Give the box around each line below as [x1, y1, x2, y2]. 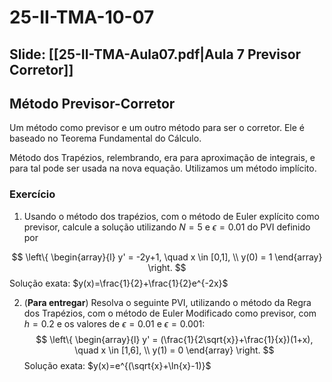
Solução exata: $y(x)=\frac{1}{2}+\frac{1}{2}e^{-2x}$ [9, 277, 229, 289]
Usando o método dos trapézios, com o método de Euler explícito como [23, 210, 320, 222]
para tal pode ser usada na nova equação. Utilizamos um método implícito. [9, 162, 317, 175]
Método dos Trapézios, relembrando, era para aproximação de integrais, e [9, 152, 316, 164]
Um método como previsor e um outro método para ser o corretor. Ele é [9, 122, 305, 134]
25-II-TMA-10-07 [9, 6, 155, 29]
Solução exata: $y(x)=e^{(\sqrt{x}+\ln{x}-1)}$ [23, 359, 212, 371]
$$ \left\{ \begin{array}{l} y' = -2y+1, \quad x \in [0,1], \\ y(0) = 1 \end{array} [11, 251, 323, 263]
